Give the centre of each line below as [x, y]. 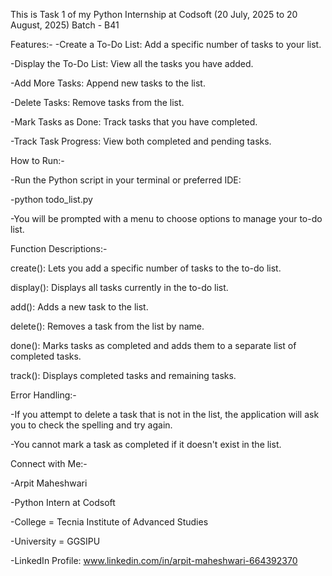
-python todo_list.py [51, 199]
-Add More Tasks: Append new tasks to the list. [108, 83]
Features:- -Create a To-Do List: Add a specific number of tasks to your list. [166, 44]
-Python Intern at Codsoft [63, 502]
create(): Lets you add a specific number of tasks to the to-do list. [146, 268]
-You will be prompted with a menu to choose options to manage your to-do [166, 218]
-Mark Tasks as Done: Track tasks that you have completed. [134, 122]
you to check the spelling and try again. [91, 425]
